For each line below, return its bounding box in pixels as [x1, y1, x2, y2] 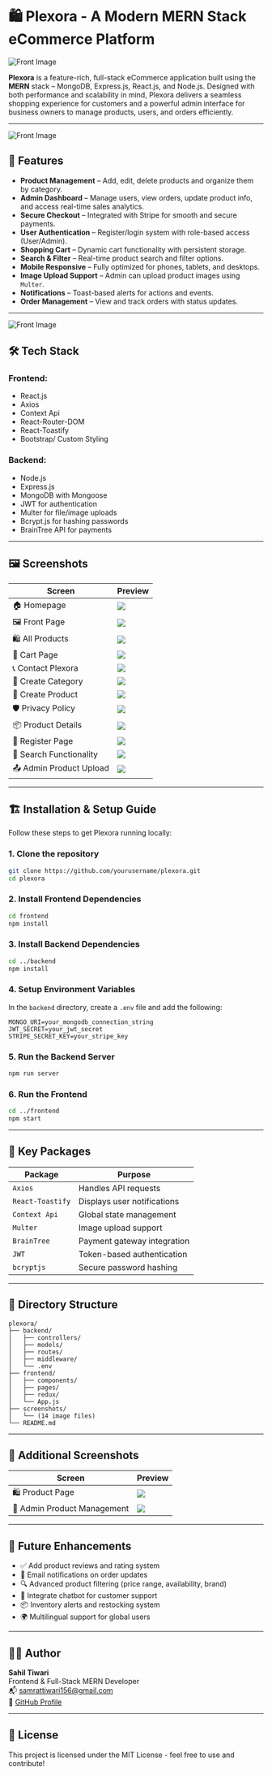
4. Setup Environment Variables [8, 984, 136, 995]
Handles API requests [78, 1182, 161, 1194]
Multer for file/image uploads [19, 507, 117, 517]
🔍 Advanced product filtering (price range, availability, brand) [19, 1579, 227, 1589]
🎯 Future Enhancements [8, 1539, 132, 1553]
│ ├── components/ [8, 1376, 79, 1384]
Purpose [117, 1168, 151, 1180]
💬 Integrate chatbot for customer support [19, 1591, 158, 1600]
